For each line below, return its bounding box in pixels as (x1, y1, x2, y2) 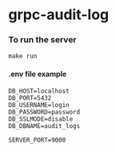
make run (8, 52, 38, 61)
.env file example (8, 70, 67, 79)
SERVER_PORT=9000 (8, 136, 66, 144)
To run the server (8, 34, 78, 46)
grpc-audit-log (8, 6, 110, 24)
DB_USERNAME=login (8, 101, 70, 109)
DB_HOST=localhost (8, 86, 70, 95)
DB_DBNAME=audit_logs (8, 122, 81, 130)
